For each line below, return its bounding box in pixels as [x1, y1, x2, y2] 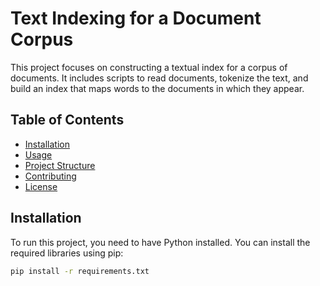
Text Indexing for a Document [10, 7, 262, 30]
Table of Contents [10, 112, 125, 129]
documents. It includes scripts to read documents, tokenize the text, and [10, 72, 309, 84]
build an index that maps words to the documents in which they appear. [10, 82, 305, 94]
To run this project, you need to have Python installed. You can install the [10, 236, 311, 248]
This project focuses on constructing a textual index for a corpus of [10, 61, 288, 73]
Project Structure [24, 159, 96, 171]
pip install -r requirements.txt [10, 266, 150, 276]
